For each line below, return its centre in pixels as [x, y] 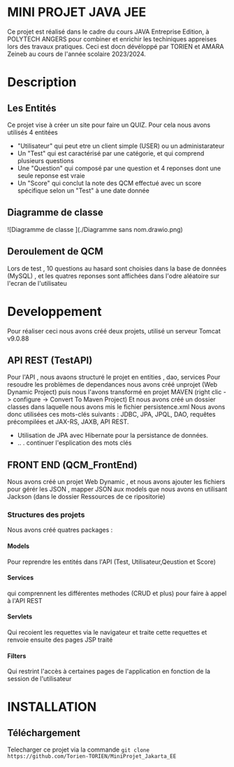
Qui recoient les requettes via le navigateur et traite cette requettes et [107, 633]
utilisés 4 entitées [32, 132]
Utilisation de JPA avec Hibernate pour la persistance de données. [112, 436]
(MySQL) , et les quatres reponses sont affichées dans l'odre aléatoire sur [114, 276]
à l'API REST [25, 600]
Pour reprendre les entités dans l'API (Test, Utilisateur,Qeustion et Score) [112, 562]
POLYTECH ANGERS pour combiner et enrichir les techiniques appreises [112, 39]
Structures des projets [46, 515]
